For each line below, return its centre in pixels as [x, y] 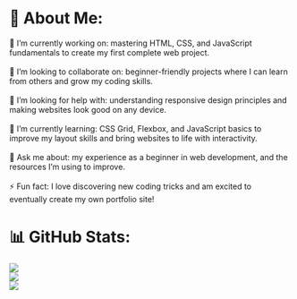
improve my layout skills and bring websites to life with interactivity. [133, 138]
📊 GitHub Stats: [70, 237]
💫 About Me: [56, 18]
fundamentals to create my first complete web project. [110, 52]
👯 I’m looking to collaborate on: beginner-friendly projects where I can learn [148, 72]
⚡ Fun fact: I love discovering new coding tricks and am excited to [131, 186]
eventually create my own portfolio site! [82, 199]
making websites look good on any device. [88, 109]
